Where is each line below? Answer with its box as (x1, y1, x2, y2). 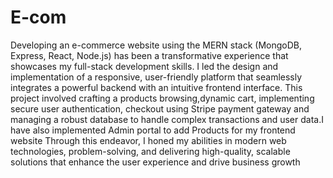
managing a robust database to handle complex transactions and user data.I (10, 113, 324, 125)
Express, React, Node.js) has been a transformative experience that (10, 49, 289, 61)
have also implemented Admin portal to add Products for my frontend (10, 124, 296, 136)
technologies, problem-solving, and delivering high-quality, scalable (10, 145, 291, 157)
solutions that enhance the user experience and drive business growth (10, 156, 301, 168)
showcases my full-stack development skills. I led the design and (10, 60, 279, 72)
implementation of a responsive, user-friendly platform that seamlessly (10, 71, 303, 83)
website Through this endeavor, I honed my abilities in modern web (10, 134, 287, 146)
